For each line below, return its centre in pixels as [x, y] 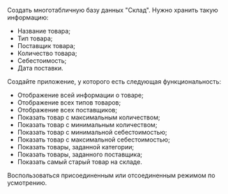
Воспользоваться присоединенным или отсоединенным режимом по [111, 175]
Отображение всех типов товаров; [69, 103]
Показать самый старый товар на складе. [80, 162]
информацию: [28, 17]
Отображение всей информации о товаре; [81, 95]
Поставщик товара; [46, 46]
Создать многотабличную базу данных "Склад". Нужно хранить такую [113, 10]
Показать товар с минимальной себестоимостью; [92, 132]
